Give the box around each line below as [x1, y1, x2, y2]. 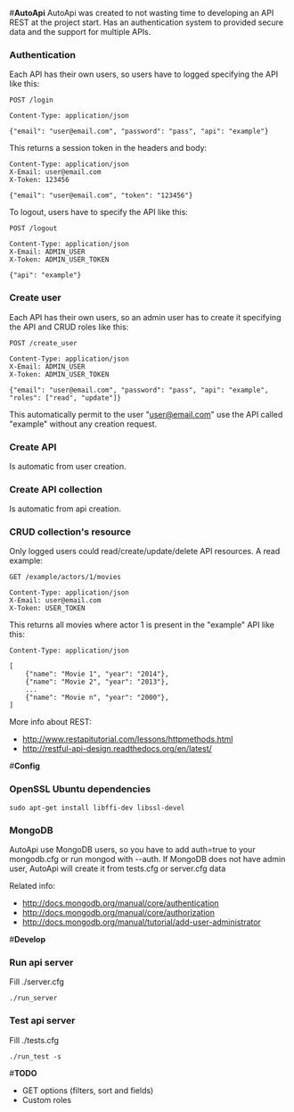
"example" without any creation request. [9, 419, 158, 429]
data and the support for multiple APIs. [9, 27, 151, 37]
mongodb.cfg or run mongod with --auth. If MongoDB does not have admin [9, 854, 286, 865]
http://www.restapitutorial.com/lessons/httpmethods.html [21, 734, 233, 744]
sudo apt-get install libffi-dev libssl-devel [9, 803, 185, 812]
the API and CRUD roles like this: [9, 321, 129, 332]
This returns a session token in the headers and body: [9, 143, 208, 154]
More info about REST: [9, 717, 92, 727]
